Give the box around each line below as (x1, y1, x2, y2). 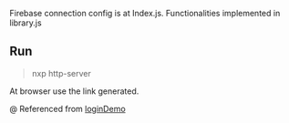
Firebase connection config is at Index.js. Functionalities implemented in (9, 8, 281, 18)
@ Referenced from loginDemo (9, 103, 126, 114)
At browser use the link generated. (9, 86, 139, 97)
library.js (9, 17, 43, 28)
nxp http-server (31, 67, 91, 78)
